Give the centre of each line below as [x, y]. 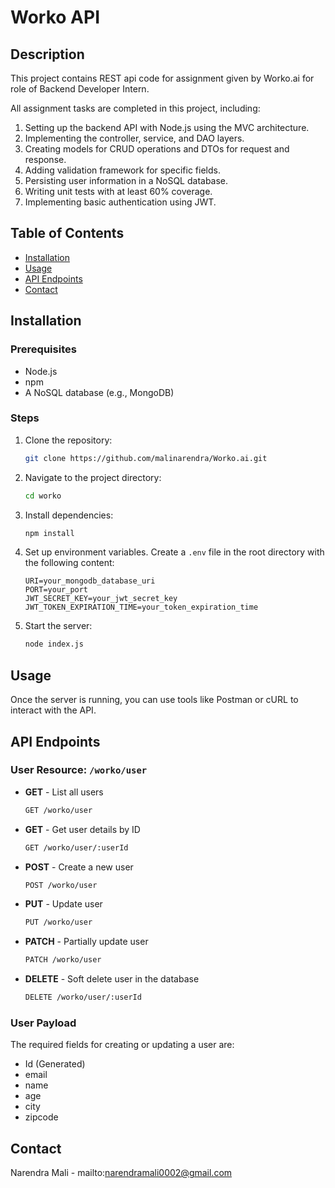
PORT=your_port [56, 590]
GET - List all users [64, 792]
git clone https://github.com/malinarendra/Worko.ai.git [146, 458]
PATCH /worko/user [63, 960]
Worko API [55, 17]
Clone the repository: [68, 440]
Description [47, 54]
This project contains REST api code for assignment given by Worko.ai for [162, 78]
